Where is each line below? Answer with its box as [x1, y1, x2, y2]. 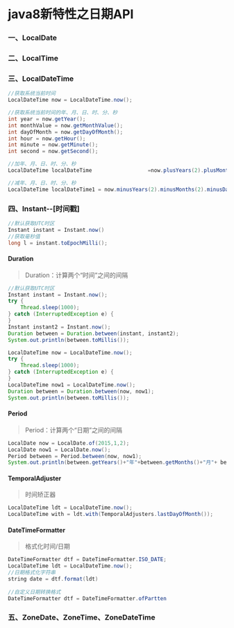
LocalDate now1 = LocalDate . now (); [8, 446, 111, 453]
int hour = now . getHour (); [8, 135, 86, 142]
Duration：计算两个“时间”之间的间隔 [24, 271, 128, 279]
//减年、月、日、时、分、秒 [8, 179, 77, 187]
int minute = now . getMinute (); [8, 141, 99, 148]
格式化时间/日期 [24, 542, 70, 551]
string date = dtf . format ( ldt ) [8, 576, 99, 583]
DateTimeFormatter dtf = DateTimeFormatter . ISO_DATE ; [8, 556, 167, 563]
